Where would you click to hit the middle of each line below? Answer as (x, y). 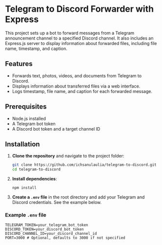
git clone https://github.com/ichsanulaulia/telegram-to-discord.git (84, 165)
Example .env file (26, 215)
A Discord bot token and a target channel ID (56, 129)
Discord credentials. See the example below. (57, 202)
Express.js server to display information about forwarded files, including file (81, 43)
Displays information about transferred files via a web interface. (76, 86)
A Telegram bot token (34, 124)
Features (19, 64)
